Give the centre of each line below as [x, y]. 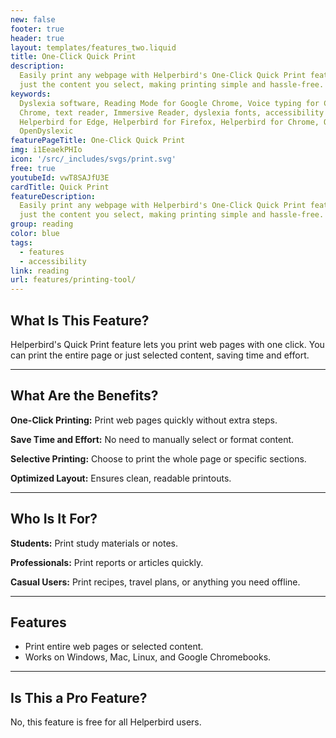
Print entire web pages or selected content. [114, 647]
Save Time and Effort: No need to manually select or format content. [152, 439]
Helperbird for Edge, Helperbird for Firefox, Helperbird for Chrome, [169, 122]
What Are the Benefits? [84, 396]
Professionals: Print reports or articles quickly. [107, 562]
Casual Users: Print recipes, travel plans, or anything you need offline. [155, 582]
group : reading [42, 224]
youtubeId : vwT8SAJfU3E [60, 177]
